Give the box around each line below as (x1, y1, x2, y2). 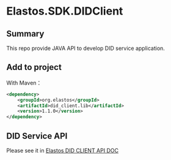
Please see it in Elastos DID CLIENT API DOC (6, 147, 119, 154)
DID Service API (6, 131, 68, 141)
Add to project (6, 62, 62, 72)
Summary (6, 29, 45, 39)
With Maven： (6, 79, 42, 86)
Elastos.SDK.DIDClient (6, 4, 123, 18)
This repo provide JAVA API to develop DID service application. (6, 44, 165, 52)
